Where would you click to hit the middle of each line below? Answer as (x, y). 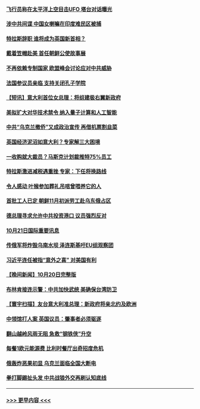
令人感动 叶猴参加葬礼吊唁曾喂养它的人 (54, 186)
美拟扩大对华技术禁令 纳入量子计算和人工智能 (62, 112)
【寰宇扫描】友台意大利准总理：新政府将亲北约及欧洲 (71, 304)
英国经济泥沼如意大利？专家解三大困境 (53, 142)
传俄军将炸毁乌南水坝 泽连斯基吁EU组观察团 (60, 245)
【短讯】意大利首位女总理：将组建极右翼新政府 (63, 98)
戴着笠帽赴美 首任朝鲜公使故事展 (46, 53)
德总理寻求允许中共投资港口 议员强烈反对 (57, 215)
